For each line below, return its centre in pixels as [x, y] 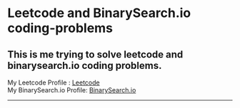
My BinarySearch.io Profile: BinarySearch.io [72, 90]
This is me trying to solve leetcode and [95, 54]
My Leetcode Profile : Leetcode [54, 82]
